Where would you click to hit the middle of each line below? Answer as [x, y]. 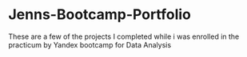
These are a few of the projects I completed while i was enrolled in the [124, 36]
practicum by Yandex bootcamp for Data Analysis [90, 44]
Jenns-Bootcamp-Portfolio [100, 15]
